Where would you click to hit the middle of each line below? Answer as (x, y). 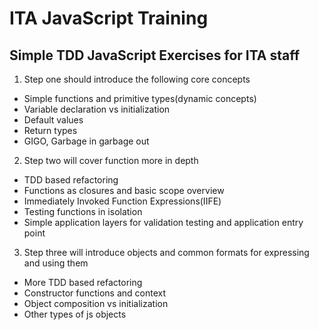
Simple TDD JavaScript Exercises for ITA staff (155, 55)
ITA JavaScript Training (109, 18)
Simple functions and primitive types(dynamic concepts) (140, 98)
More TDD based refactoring (83, 282)
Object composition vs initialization (96, 303)
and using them (56, 263)
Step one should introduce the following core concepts (137, 79)
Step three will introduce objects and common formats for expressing (166, 252)
